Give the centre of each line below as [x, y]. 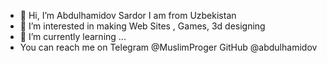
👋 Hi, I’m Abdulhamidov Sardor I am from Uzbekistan [128, 15]
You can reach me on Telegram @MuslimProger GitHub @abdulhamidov [168, 47]
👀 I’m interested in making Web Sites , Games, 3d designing [142, 26]
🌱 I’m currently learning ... [73, 36]
